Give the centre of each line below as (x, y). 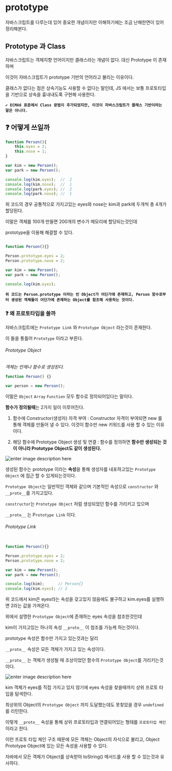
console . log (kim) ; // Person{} (44, 584)
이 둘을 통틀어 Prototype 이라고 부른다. (44, 338)
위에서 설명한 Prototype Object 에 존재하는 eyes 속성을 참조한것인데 (74, 616)
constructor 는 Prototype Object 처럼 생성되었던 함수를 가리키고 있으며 (77, 504)
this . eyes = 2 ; (31, 147)
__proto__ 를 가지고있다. (29, 493)
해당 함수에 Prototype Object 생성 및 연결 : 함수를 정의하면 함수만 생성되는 (87, 442)
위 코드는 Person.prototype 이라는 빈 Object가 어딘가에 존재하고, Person (78, 294)
